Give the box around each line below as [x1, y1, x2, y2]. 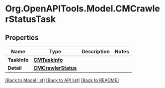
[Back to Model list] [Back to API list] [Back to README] [5, 78, 119, 83]
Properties [5, 33, 39, 42]
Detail [7, 65, 22, 71]
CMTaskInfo [33, 57, 63, 63]
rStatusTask [5, 13, 56, 25]
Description [81, 48, 110, 55]
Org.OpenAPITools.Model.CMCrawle [5, 3, 160, 14]
